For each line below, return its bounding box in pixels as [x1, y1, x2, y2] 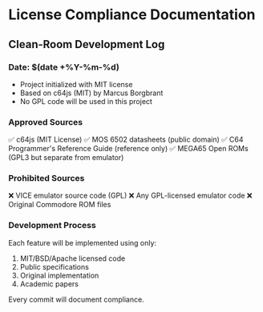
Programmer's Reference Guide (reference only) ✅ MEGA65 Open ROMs [8, 144, 249, 154]
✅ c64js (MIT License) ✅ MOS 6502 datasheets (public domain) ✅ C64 [8, 134, 244, 145]
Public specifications [19, 262, 90, 271]
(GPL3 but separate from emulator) [8, 153, 124, 162]
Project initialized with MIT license [19, 79, 133, 89]
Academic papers [19, 278, 79, 289]
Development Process [8, 220, 96, 231]
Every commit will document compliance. [8, 294, 144, 304]
